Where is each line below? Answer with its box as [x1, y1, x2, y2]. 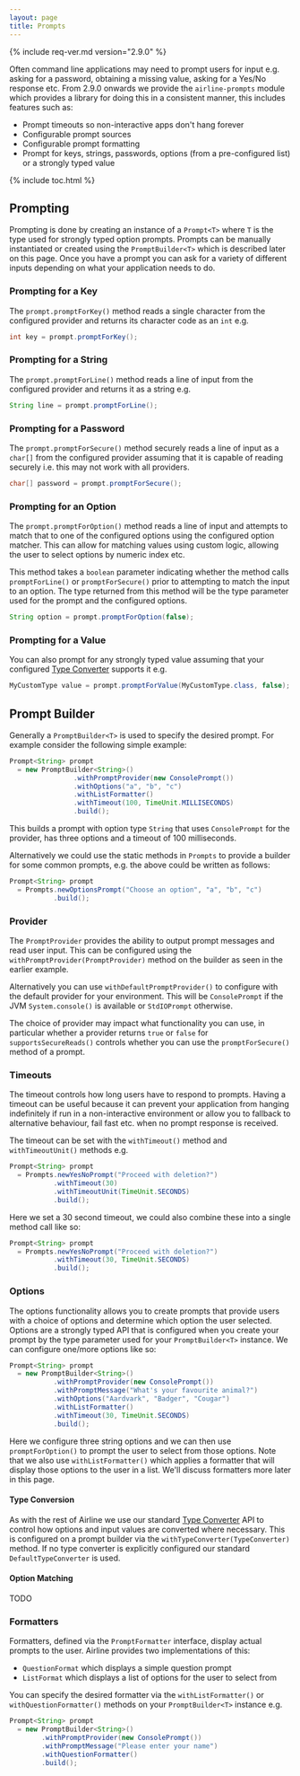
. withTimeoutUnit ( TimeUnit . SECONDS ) [53, 1187, 191, 1196]
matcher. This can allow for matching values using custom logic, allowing [9, 540, 279, 550]
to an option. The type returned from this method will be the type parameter [9, 585, 289, 597]
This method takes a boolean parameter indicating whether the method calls [9, 567, 289, 577]
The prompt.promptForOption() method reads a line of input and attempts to [9, 521, 288, 532]
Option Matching [9, 1573, 73, 1584]
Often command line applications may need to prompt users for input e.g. [9, 64, 280, 75]
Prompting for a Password [9, 422, 125, 435]
